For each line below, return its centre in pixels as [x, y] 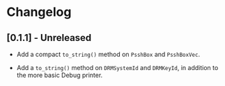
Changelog [39, 12]
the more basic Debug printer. [60, 75]
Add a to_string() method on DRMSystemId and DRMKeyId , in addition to [117, 68]
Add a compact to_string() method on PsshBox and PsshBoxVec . [108, 54]
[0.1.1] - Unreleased [49, 38]
